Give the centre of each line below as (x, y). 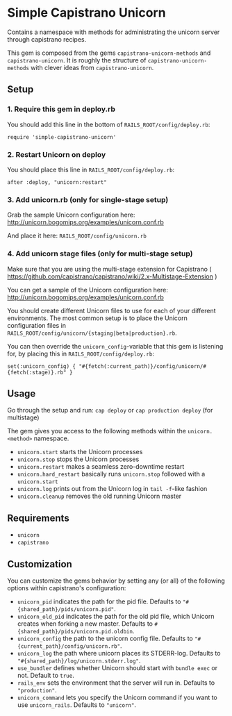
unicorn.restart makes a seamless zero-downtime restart (101, 467)
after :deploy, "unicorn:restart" (57, 182)
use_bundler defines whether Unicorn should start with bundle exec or (117, 667)
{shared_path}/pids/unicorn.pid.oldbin (75, 631)
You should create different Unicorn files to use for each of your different (112, 310)
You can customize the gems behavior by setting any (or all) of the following (116, 581)
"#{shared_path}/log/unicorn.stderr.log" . (79, 660)
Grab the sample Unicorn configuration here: (71, 215)
